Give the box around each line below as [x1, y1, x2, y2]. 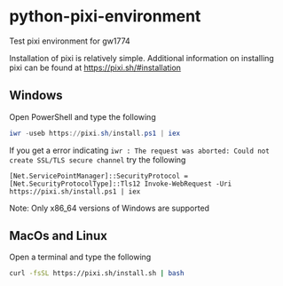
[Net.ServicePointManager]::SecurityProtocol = [9, 171, 189, 180]
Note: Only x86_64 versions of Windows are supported [9, 203, 210, 213]
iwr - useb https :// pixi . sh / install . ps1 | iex [9, 129, 180, 138]
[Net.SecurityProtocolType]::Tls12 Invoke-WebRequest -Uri [9, 179, 232, 188]
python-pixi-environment [9, 6, 201, 27]
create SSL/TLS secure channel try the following [9, 154, 186, 165]
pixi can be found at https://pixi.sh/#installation [9, 62, 182, 73]
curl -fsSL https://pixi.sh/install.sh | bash [9, 269, 185, 278]
